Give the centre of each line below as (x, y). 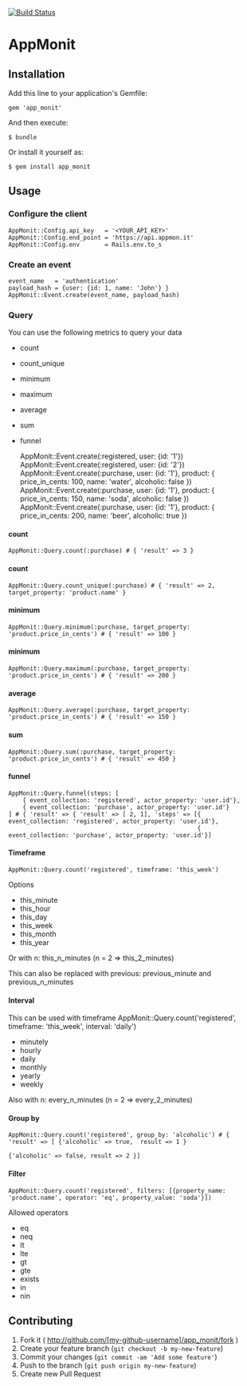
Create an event (40, 264)
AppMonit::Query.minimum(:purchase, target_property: (100, 627)
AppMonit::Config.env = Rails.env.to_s (85, 244)
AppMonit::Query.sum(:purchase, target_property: (92, 752)
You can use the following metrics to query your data (95, 332)
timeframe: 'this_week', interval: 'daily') (73, 1027)
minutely (34, 1042)
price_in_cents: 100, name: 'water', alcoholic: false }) (106, 482)
